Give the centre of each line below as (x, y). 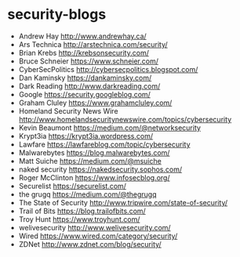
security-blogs (57, 14)
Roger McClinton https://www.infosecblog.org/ (94, 177)
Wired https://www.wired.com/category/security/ (98, 236)
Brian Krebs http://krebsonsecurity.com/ (84, 52)
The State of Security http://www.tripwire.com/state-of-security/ (123, 202)
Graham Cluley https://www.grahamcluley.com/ (95, 103)
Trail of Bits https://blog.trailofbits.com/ (82, 211)
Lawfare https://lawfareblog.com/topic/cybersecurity (104, 144)
